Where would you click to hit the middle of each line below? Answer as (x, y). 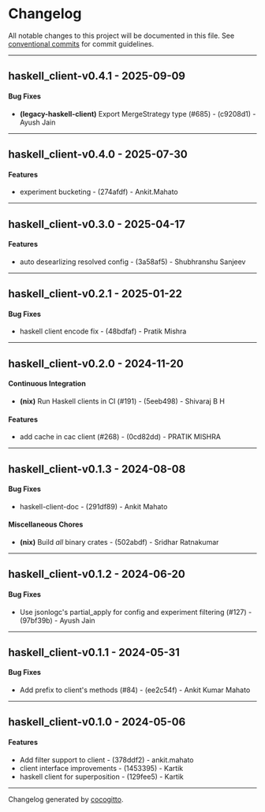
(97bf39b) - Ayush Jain (58, 620)
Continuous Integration (47, 384)
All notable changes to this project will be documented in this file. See (121, 35)
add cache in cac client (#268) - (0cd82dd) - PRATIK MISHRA (120, 437)
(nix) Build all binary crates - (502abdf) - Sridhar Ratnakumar (119, 542)
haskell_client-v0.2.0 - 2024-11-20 (96, 363)
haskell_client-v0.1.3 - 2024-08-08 (97, 469)
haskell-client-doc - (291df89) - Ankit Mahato (93, 506)
